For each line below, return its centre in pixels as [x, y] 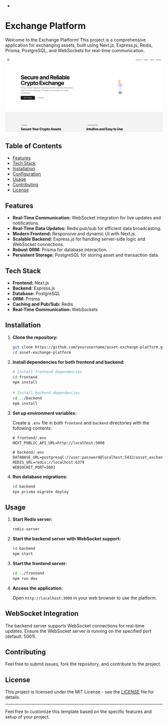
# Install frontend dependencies [47, 372]
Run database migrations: [40, 476]
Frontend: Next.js [30, 283]
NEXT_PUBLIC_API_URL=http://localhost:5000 [58, 443]
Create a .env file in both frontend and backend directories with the [81, 423]
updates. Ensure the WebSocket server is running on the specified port [78, 631]
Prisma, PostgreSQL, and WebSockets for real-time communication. [75, 50]
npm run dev [25, 578]
